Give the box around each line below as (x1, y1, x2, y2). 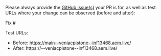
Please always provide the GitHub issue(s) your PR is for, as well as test (5, 5, 156, 10)
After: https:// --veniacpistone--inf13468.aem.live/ (12, 45, 118, 51)
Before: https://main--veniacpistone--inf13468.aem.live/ (12, 40, 131, 46)
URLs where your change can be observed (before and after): (5, 10, 135, 16)
